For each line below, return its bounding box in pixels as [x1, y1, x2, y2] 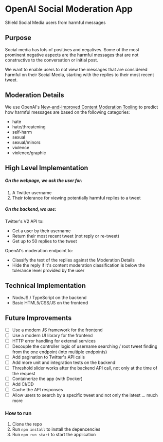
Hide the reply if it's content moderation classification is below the [12, 262, 145, 268]
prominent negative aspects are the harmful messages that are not [5, 52, 139, 58]
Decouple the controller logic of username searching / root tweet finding [12, 343, 158, 349]
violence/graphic [12, 150, 46, 156]
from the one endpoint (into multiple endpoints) [12, 349, 107, 355]
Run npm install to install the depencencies [12, 426, 101, 432]
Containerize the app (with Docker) [12, 376, 83, 382]
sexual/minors [12, 139, 41, 145]
